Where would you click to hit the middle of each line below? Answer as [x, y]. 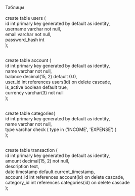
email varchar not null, [28, 34]
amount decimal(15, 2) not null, [37, 161]
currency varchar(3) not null [35, 93]
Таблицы [15, 7]
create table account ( [28, 60]
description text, [22, 166]
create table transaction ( [32, 150]
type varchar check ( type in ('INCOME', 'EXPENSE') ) [61, 129]
